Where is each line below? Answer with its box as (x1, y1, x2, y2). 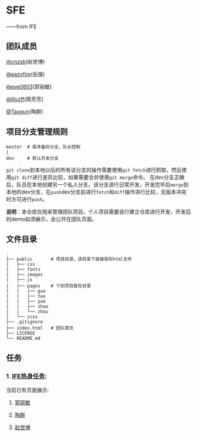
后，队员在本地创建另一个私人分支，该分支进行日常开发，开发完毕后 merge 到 (6, 181, 189, 188)
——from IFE (6, 23, 37, 30)
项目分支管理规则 (6, 127, 68, 137)
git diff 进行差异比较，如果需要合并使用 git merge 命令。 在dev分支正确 (11, 174, 185, 181)
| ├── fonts (6, 266, 41, 273)
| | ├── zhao (6, 303, 49, 310)
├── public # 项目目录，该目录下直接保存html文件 (6, 256, 133, 262)
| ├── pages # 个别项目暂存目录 (6, 283, 91, 289)
